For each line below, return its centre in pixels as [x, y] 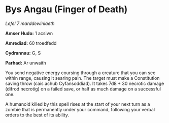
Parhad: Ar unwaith [26, 63]
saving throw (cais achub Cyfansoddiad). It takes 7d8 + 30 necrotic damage [85, 83]
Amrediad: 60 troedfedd [31, 43]
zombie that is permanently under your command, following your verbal [80, 109]
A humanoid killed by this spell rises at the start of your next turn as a [78, 104]
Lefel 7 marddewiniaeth [30, 23]
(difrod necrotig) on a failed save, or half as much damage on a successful [83, 89]
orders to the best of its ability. [37, 115]
